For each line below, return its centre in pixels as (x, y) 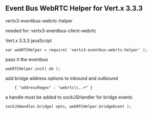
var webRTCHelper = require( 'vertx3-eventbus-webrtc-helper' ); (76, 50)
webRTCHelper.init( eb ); (33, 69)
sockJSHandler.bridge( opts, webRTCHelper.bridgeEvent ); (68, 106)
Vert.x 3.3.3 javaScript (29, 40)
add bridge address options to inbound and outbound (62, 78)
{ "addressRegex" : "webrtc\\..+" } (54, 87)
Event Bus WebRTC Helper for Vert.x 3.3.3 (74, 8)
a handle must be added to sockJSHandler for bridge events (69, 97)
